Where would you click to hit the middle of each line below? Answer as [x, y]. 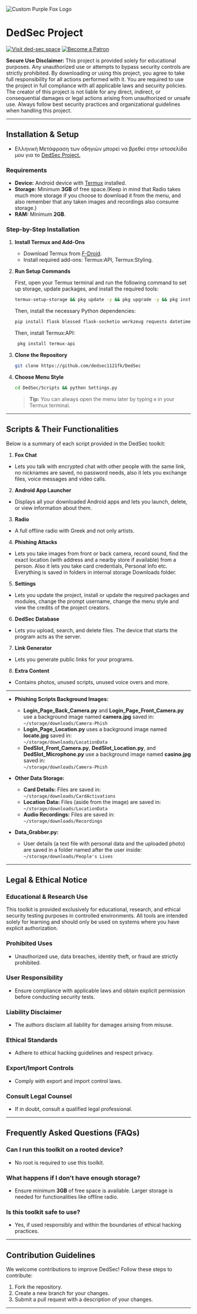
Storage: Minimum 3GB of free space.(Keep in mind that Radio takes [97, 189]
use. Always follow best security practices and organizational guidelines [93, 104]
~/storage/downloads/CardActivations [69, 796]
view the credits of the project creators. [62, 607]
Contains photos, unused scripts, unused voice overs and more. [92, 682]
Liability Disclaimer [34, 1012]
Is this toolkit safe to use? [43, 1212]
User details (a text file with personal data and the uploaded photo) [104, 843]
